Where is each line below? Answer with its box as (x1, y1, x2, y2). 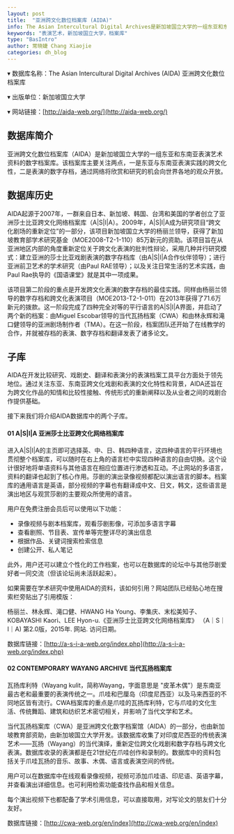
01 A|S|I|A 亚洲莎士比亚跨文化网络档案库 (7, 429, 124, 437)
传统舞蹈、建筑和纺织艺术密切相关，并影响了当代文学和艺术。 (19, 707, 196, 715)
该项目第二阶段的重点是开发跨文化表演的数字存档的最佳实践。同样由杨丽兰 (7, 285, 221, 294)
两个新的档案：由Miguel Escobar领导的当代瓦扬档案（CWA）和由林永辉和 (7, 311, 219, 319)
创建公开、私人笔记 (17, 545, 73, 554)
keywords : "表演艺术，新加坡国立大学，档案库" (7, 29, 128, 37)
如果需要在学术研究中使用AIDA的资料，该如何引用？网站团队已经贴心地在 (7, 584, 217, 592)
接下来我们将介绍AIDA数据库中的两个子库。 (7, 412, 132, 420)
